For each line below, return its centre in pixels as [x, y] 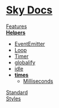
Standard [17, 92]
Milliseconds [38, 81]
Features [16, 26]
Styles [14, 98]
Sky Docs [29, 10]
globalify [25, 62]
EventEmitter [30, 44]
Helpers [16, 32]
